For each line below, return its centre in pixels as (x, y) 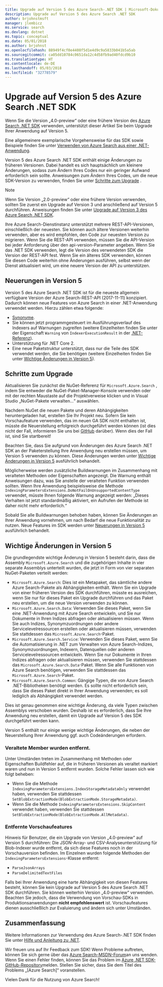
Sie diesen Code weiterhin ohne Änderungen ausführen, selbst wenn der (78, 260)
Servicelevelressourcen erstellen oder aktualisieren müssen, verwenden (84, 629)
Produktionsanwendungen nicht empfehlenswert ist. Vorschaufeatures (76, 903)
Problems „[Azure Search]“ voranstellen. (45, 970)
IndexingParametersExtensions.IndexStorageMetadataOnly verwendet (81, 788)
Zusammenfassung (35, 923)
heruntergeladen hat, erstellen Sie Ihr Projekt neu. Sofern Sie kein (70, 416)
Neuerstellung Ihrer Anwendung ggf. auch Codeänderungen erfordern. (76, 736)
